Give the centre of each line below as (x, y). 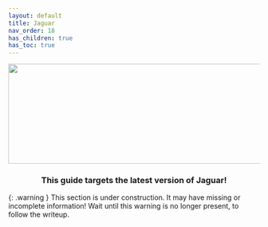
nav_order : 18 (32, 30)
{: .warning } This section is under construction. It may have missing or (124, 197)
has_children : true (41, 38)
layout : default (35, 16)
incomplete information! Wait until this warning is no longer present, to (124, 206)
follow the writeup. (39, 215)
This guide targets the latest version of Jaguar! (134, 181)
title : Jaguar (32, 23)
